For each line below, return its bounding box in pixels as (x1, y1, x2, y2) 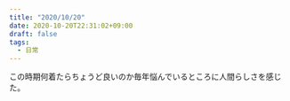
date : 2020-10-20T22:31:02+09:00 (9, 21, 133, 30)
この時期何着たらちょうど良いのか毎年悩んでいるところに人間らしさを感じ (9, 72, 282, 82)
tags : (9, 37, 29, 47)
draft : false (9, 29, 58, 38)
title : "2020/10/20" (9, 12, 86, 22)
